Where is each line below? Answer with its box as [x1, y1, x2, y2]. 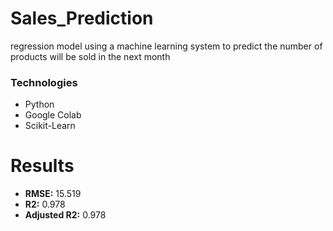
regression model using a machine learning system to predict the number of [10, 40, 323, 52]
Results [10, 155, 75, 177]
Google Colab [24, 109, 82, 121]
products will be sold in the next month [10, 50, 171, 62]
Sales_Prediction [10, 7, 154, 30]
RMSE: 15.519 [24, 188, 82, 200]
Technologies [10, 75, 78, 89]
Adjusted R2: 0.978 [24, 209, 107, 221]
